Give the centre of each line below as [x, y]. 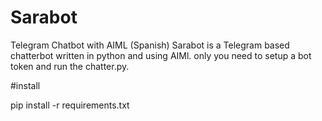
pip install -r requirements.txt [70, 105]
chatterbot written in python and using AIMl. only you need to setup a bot [161, 55]
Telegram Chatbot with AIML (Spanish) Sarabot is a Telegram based [150, 45]
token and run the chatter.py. [70, 66]
